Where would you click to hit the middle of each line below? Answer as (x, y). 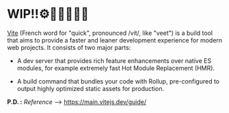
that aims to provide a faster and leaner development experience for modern (115, 40)
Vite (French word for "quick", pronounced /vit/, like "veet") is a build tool (110, 33)
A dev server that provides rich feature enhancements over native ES (114, 60)
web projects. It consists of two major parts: (69, 47)
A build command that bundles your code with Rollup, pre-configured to (118, 81)
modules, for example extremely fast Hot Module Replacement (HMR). (116, 68)
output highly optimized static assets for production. (91, 88)
